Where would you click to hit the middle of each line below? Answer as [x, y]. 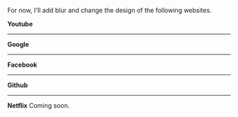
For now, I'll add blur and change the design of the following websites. [110, 10]
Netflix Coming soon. [39, 105]
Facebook [22, 65]
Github [18, 85]
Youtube [20, 24]
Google [18, 44]
